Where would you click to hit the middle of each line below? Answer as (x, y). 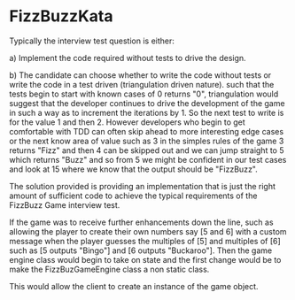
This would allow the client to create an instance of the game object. (134, 286)
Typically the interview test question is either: (92, 41)
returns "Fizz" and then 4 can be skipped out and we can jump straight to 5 (147, 150)
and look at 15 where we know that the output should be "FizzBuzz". (134, 169)
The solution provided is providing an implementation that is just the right (143, 186)
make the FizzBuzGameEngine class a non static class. (109, 269)
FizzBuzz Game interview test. (65, 204)
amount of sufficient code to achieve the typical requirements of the (133, 196)
